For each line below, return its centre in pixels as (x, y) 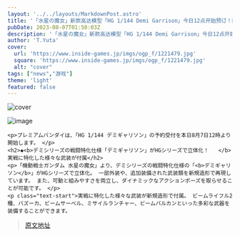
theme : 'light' (30, 80)
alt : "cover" (33, 67)
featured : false (31, 87)
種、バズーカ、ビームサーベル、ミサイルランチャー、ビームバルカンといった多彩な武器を (119, 204)
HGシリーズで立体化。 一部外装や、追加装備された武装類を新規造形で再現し (137, 173)
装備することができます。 (39, 211)
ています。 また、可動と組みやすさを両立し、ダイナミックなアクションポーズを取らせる (117, 181)
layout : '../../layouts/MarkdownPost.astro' (75, 14)
